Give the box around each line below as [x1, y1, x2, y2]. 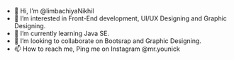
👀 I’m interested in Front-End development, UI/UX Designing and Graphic [13, 14, 227, 23]
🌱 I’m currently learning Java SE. [13, 29, 110, 37]
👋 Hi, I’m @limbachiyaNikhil [13, 7, 94, 15]
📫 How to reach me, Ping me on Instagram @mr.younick [13, 44, 181, 53]
